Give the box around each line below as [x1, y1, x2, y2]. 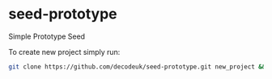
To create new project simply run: [8, 47, 121, 56]
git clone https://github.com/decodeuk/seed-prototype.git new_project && [8, 62, 266, 71]
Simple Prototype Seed [8, 31, 86, 41]
